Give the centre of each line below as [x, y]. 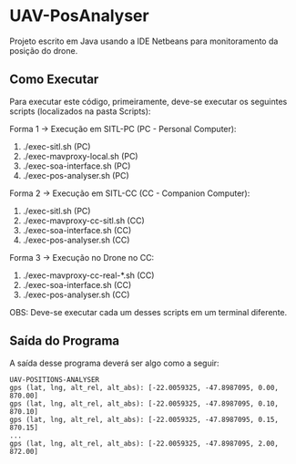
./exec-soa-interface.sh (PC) [77, 166]
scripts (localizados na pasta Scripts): [80, 111]
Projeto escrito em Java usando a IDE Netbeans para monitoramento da [144, 41]
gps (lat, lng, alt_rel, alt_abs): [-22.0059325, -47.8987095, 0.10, [144, 403]
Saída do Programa [65, 341]
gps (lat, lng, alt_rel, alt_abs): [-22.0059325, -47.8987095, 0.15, [144, 419]
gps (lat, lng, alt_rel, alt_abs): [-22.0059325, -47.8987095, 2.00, [144, 443]
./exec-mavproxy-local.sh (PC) [80, 156]
